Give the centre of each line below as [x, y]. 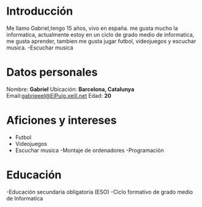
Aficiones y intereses [62, 121]
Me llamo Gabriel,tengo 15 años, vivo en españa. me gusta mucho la [92, 28]
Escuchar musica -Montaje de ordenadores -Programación [89, 150]
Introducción [40, 11]
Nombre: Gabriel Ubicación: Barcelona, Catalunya [70, 89]
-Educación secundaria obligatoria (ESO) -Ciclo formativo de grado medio [100, 192]
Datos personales [52, 72]
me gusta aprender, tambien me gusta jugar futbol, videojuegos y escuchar [101, 41]
